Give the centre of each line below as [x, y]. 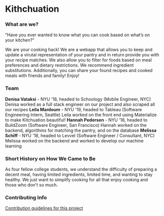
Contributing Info [26, 198]
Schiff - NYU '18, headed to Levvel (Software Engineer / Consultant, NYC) [80, 135]
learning [14, 146]
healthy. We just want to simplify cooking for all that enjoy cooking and [77, 180]
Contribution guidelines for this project [44, 208]
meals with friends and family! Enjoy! [42, 76]
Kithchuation [32, 9]
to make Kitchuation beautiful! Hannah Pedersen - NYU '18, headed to [76, 120]
